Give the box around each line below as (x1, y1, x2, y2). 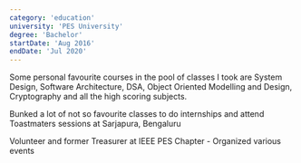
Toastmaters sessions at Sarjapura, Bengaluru (9, 119, 181, 129)
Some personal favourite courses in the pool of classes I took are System (9, 72, 283, 82)
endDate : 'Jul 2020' (9, 47, 88, 56)
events (9, 146, 34, 157)
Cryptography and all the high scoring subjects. (9, 91, 188, 102)
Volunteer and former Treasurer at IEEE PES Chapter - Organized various (9, 136, 282, 147)
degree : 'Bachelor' (9, 30, 83, 39)
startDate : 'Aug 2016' (9, 38, 95, 48)
